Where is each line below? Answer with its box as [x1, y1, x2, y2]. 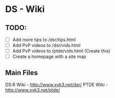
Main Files [5, 68, 38, 77]
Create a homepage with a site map [12, 53, 86, 59]
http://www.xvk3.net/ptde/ [5, 87, 60, 93]
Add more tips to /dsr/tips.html [12, 36, 76, 42]
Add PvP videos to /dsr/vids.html [12, 42, 81, 48]
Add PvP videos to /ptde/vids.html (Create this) [12, 48, 110, 54]
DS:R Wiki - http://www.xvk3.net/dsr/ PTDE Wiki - [5, 81, 108, 88]
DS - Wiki [5, 3, 45, 15]
